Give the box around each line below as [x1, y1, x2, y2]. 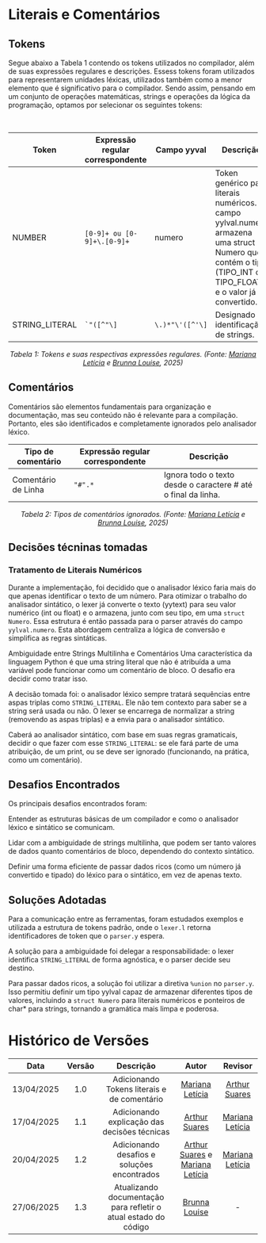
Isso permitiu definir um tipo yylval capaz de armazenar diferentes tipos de [8, 987, 253, 996]
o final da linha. [163, 489, 220, 500]
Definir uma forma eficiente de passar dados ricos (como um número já [8, 862, 241, 871]
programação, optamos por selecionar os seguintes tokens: [8, 101, 203, 109]
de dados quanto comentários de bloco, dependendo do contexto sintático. [8, 847, 255, 856]
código [123, 1222, 150, 1233]
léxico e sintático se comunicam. [8, 823, 115, 832]
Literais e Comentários [8, 6, 161, 24]
